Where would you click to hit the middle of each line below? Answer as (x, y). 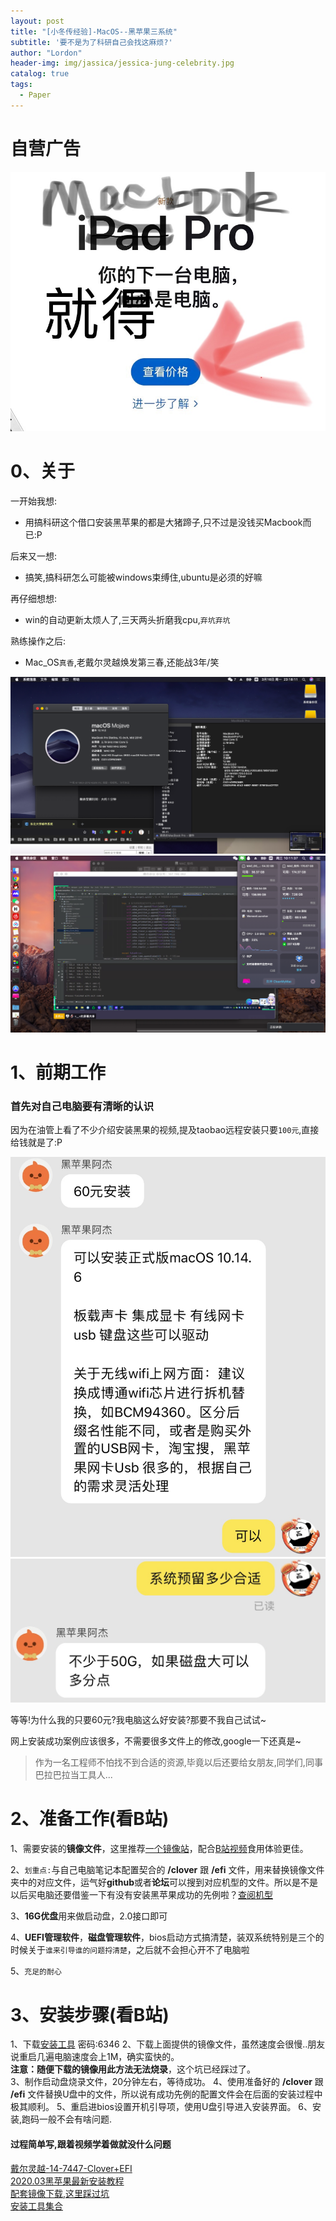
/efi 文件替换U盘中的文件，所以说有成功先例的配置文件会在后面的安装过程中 (166, 2094)
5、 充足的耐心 (36, 1971)
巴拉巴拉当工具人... (73, 1774)
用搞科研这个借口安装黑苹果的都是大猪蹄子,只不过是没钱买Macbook (163, 522)
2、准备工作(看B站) (90, 1818)
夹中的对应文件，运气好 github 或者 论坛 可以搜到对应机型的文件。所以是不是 (164, 1882)
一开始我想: (34, 501)
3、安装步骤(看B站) (90, 2014)
